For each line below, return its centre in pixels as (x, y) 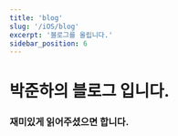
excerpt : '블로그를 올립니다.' (61, 35)
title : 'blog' (37, 18)
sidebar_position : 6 (49, 43)
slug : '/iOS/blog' (44, 26)
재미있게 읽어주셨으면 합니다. (69, 122)
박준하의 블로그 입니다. (90, 91)
